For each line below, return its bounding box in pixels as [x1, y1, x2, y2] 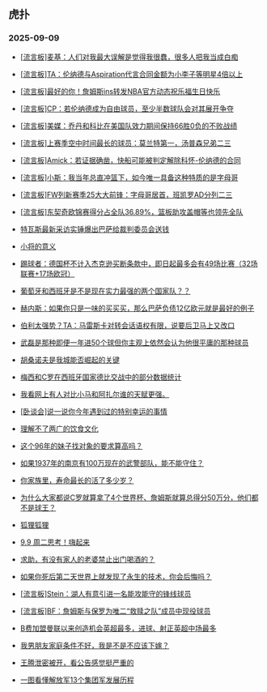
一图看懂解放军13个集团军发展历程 [19, 675, 135, 685]
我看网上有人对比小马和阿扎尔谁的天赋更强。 [19, 389, 170, 399]
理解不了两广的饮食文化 [19, 424, 99, 434]
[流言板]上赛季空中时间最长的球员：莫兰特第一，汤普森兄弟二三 [19, 138, 232, 147]
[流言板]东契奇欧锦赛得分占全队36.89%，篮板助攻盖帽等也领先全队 [19, 207, 244, 216]
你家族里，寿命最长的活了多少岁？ [19, 475, 134, 485]
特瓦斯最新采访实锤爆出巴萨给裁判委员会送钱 [19, 224, 170, 233]
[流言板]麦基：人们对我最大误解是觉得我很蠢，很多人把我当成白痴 [19, 52, 239, 62]
